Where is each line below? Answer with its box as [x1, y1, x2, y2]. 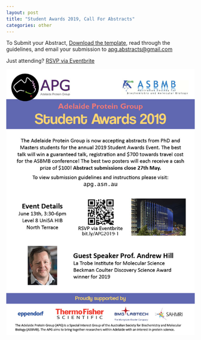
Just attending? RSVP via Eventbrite [6, 57, 95, 65]
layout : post [6, 10, 39, 16]
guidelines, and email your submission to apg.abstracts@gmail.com [6, 45, 173, 53]
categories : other [6, 22, 52, 28]
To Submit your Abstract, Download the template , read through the [6, 39, 170, 47]
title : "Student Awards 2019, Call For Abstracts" [6, 16, 135, 22]
